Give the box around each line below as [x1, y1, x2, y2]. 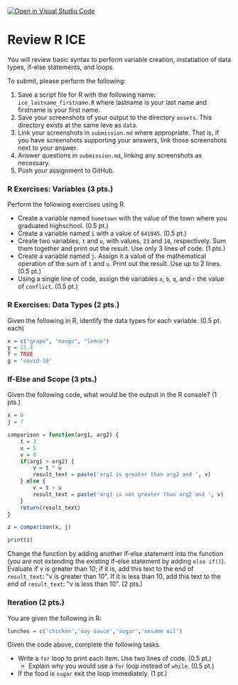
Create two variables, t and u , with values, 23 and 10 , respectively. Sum [17, 237, 226, 245]
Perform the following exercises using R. [7, 200, 126, 209]
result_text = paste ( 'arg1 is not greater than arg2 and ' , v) [33, 490, 224, 498]
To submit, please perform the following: [7, 76, 126, 85]
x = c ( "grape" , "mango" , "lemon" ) [7, 337, 110, 345]
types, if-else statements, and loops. [7, 63, 115, 71]
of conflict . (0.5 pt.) [17, 282, 78, 291]
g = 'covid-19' [7, 357, 53, 365]
